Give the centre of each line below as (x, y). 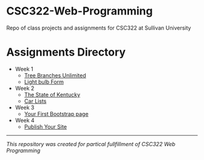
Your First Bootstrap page (56, 114)
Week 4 (25, 120)
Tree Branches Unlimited (55, 75)
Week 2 (25, 88)
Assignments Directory (66, 52)
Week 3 (25, 107)
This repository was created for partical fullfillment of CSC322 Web (91, 144)
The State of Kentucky (52, 94)
